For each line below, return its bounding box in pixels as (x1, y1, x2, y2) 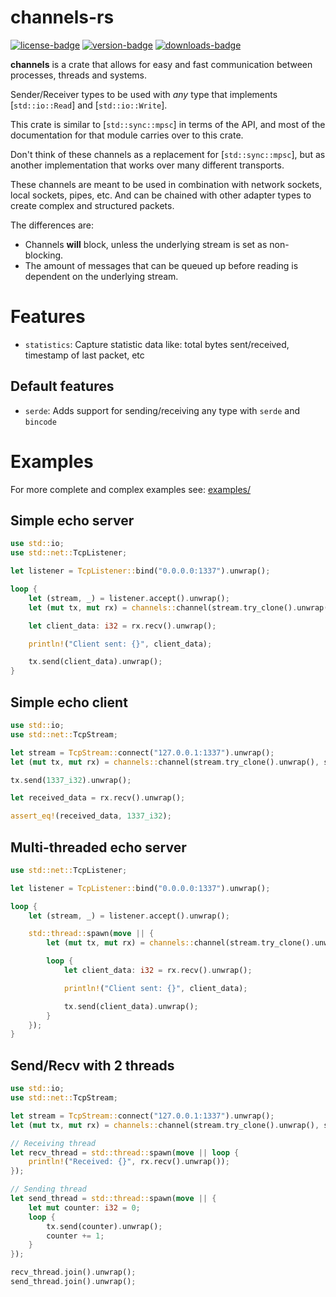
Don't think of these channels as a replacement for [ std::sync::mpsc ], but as (10, 148, 326, 160)
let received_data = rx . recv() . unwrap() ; (10, 793, 186, 803)
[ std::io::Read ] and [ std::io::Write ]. (10, 99, 168, 111)
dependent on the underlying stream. (24, 270, 179, 282)
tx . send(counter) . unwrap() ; (46, 1221, 163, 1231)
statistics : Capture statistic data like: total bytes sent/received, (24, 338, 290, 350)
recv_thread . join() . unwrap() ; (10, 1267, 137, 1278)
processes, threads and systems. (10, 69, 148, 81)
